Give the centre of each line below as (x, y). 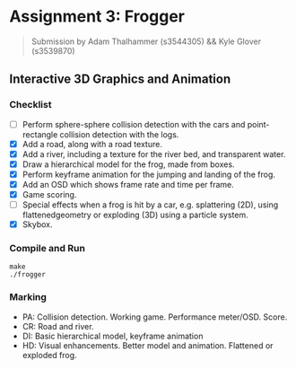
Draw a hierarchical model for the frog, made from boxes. (128, 164)
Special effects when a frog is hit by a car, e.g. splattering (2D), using (150, 205)
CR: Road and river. (58, 326)
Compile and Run (47, 249)
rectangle (40, 134)
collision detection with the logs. (119, 134)
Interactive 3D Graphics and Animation (120, 79)
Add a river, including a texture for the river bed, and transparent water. (154, 154)
